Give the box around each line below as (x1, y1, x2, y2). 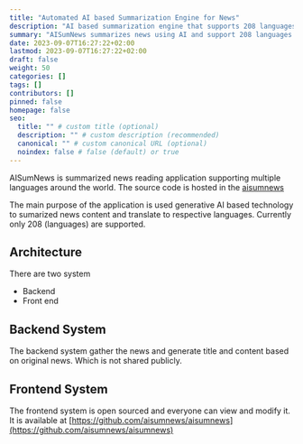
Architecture (9, 245, 83, 260)
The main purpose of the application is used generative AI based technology (9, 199, 294, 210)
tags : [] (9, 80, 42, 89)
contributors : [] (9, 88, 75, 97)
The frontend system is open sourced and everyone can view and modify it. (9, 405, 291, 416)
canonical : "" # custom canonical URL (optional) (17, 139, 207, 148)
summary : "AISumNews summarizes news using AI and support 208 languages (9, 30, 293, 39)
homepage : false (9, 106, 70, 115)
